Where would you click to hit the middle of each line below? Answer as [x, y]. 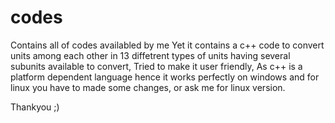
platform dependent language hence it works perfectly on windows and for [165, 77]
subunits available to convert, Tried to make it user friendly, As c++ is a [156, 66]
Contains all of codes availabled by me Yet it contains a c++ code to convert [167, 45]
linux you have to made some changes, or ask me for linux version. [148, 87]
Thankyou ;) [35, 107]
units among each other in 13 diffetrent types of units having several [150, 55]
